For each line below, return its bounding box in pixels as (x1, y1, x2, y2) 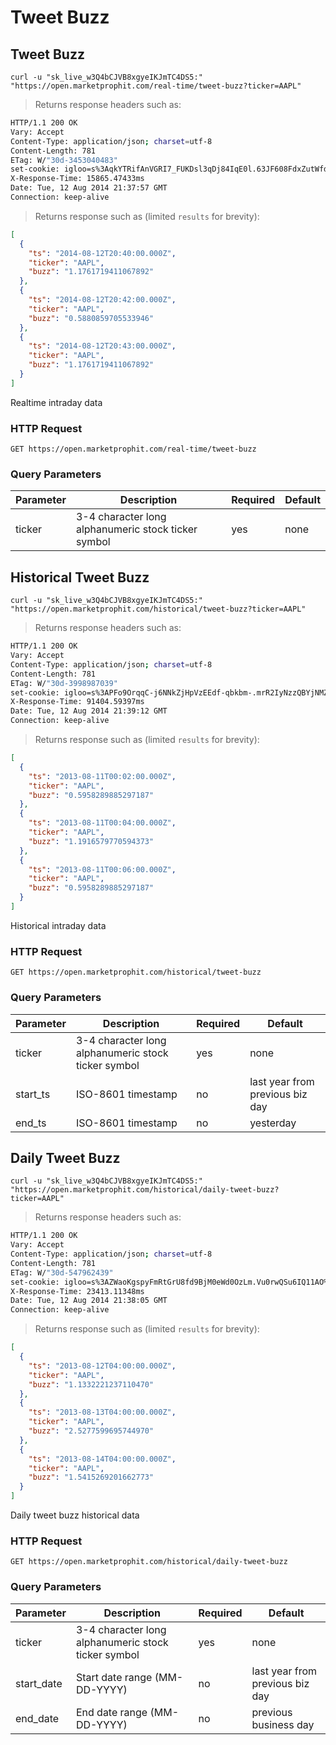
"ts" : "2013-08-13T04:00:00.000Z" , (28, 1407, 177, 1418)
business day (251, 1717, 315, 1731)
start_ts (15, 1087, 51, 1101)
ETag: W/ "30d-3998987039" (10, 678, 118, 688)
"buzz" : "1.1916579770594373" (28, 836, 155, 846)
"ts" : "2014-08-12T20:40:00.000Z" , (28, 248, 177, 258)
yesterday (249, 1116, 297, 1130)
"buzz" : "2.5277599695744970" (28, 1426, 155, 1436)
